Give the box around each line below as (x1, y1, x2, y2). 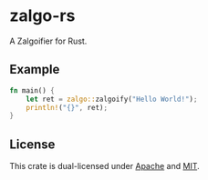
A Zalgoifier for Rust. (9, 35, 88, 46)
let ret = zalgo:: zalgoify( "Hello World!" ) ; (26, 95, 198, 104)
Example (9, 62, 60, 77)
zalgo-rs (9, 5, 76, 26)
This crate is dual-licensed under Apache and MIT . (9, 161, 201, 172)
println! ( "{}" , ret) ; (26, 103, 108, 112)
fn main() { (9, 85, 55, 95)
